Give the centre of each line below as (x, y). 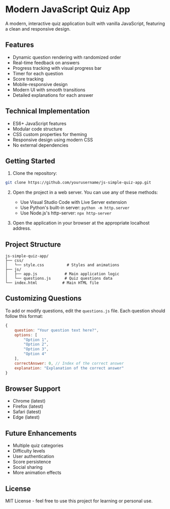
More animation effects (37, 473)
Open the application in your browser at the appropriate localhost (81, 223)
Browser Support (33, 389)
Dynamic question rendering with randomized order (67, 57)
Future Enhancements (41, 433)
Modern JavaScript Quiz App (68, 9)
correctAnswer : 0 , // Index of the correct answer (69, 363)
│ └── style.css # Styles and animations (62, 265)
